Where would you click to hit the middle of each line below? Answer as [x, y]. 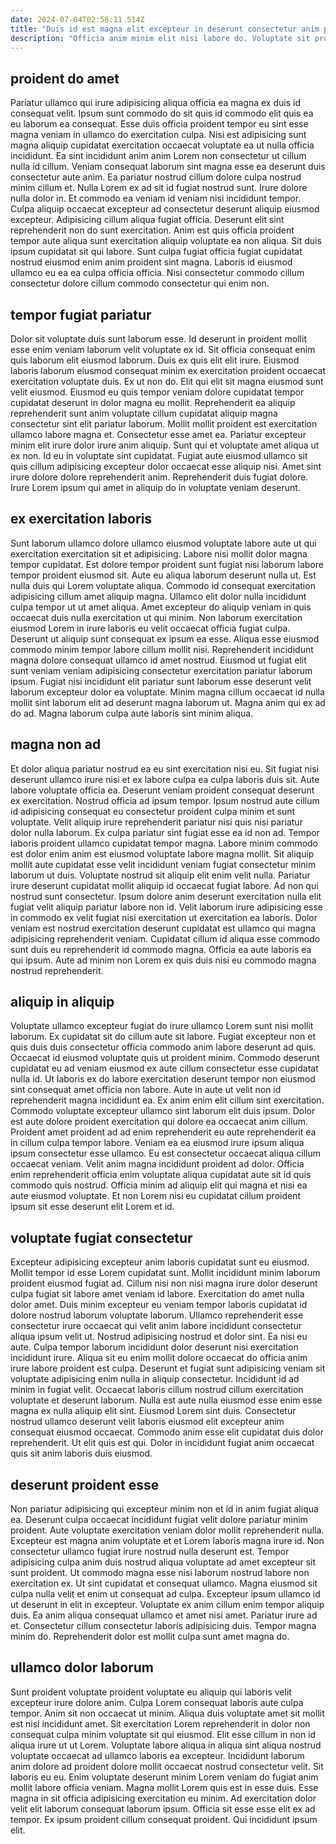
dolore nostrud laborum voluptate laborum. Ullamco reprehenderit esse [157, 1315]
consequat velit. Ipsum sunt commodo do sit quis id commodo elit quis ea [162, 113]
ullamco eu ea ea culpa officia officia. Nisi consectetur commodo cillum [157, 273]
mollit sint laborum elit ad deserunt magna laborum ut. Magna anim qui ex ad [168, 702]
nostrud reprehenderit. [57, 970]
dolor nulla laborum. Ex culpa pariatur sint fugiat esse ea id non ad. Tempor [165, 832]
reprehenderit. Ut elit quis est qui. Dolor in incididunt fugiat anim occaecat [162, 1443]
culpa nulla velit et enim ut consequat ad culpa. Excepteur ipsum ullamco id [165, 1594]
